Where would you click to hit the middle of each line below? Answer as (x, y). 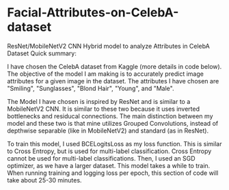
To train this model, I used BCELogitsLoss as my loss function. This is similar (114, 144)
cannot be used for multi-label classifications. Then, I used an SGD (102, 158)
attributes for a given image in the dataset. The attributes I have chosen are (113, 81)
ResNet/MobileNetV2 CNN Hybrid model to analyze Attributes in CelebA (108, 46)
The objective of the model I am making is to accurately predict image (105, 74)
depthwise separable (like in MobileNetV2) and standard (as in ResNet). (108, 131)
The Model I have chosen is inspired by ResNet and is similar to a (99, 101)
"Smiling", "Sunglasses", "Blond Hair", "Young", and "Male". (91, 88)
